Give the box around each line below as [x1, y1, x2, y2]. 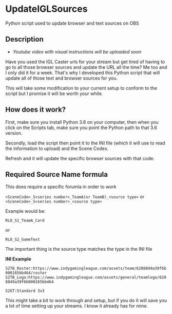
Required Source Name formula [5, 170, 108, 179]
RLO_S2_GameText [5, 237, 40, 242]
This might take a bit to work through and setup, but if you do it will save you [5, 298, 167, 304]
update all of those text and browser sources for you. [5, 75, 118, 81]
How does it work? [5, 105, 66, 114]
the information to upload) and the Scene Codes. [5, 145, 109, 152]
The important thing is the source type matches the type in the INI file [5, 246, 152, 252]
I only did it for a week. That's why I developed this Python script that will [5, 69, 160, 76]
